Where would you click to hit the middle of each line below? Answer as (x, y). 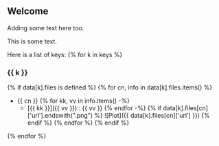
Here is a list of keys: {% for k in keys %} (65, 54)
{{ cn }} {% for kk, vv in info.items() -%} (73, 101)
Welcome (28, 11)
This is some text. (32, 41)
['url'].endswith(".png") (60, 116)
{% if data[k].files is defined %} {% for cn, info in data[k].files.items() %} (110, 87)
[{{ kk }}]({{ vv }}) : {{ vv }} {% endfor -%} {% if (94, 108)
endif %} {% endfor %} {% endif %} (78, 123)
